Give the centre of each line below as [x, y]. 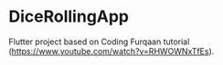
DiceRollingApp [69, 17]
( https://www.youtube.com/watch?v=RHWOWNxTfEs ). [111, 51]
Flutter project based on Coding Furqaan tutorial [99, 42]
